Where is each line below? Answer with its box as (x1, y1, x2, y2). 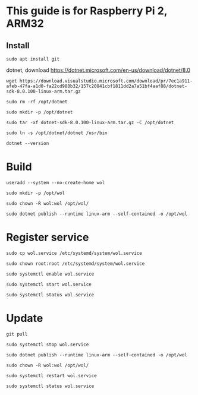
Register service (6, 230, 89, 244)
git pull (6, 331, 28, 337)
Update (6, 312, 43, 325)
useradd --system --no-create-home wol (6, 179, 105, 185)
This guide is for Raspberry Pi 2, (6, 4, 168, 18)
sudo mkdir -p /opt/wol (6, 190, 65, 196)
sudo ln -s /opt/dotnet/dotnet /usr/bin (6, 130, 108, 136)
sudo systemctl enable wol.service (6, 271, 95, 277)
